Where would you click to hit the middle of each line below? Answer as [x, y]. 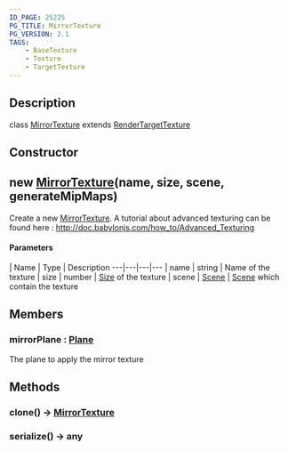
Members [36, 314]
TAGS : [19, 42]
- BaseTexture [51, 51]
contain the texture [44, 286]
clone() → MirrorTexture [62, 413]
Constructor [44, 153]
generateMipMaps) [64, 197]
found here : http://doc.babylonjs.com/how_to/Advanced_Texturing [132, 227]
